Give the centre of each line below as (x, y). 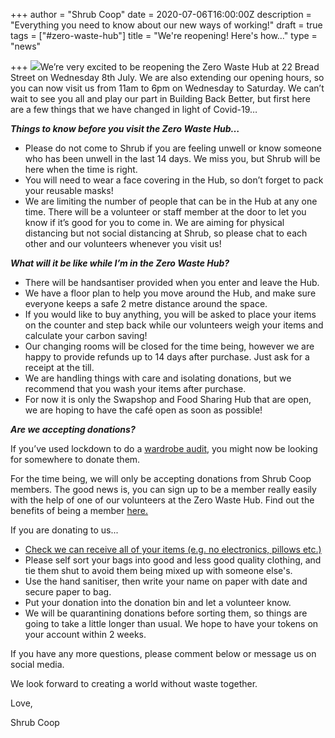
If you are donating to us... (64, 530)
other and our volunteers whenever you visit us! (123, 243)
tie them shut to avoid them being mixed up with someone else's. (158, 570)
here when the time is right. (81, 169)
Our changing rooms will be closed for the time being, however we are (169, 346)
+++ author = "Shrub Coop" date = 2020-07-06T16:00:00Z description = (161, 14)
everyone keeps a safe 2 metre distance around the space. (146, 303)
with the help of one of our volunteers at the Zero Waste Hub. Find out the (162, 500)
